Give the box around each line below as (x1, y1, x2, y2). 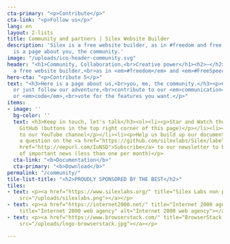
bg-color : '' (13, 112, 51, 119)
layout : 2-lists (7, 29, 53, 36)
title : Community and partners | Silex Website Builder (7, 36, 170, 42)
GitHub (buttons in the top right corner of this (19, 125, 164, 132)
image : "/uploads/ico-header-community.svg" (7, 55, 136, 62)
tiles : (7, 182, 26, 189)
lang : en (7, 23, 32, 29)
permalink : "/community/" (7, 169, 81, 176)
